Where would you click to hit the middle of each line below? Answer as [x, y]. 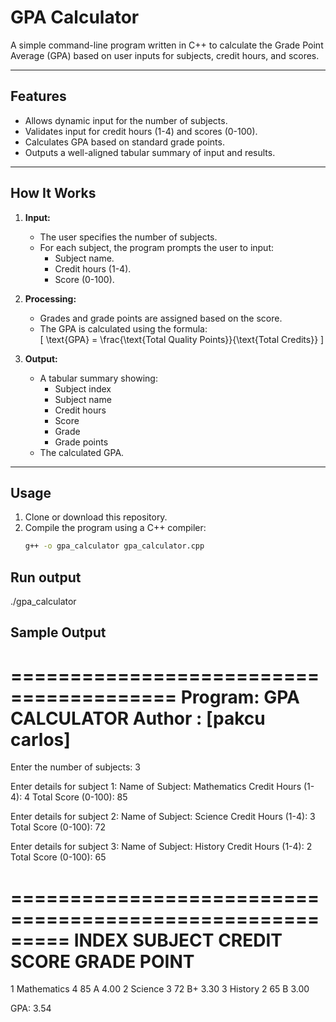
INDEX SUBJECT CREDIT [178, 940]
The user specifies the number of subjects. [128, 237]
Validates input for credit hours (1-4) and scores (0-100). [141, 131]
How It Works [53, 193]
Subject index [83, 388]
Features [38, 96]
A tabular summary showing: [98, 378]
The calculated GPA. [82, 452]
